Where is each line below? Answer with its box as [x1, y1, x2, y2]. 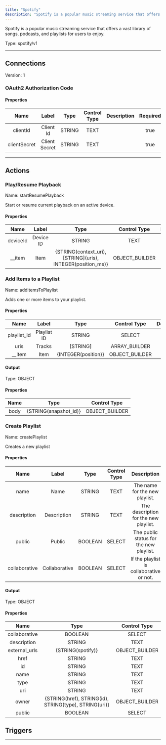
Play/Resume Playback [5, 181, 61, 188]
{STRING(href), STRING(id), [44, 695, 109, 702]
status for [134, 535, 157, 542]
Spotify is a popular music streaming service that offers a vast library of [5, 25, 151, 31]
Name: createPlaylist [5, 434, 47, 440]
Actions [5, 166, 30, 175]
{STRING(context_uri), [55, 248, 107, 255]
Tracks [36, 343, 52, 350]
